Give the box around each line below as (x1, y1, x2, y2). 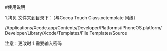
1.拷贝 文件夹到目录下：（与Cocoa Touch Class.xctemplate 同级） (5, 15, 138, 21)
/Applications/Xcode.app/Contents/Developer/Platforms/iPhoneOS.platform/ (5, 25, 162, 31)
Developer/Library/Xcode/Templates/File (5, 30, 89, 36)
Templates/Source (89, 30, 127, 36)
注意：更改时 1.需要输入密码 (5, 40, 62, 46)
